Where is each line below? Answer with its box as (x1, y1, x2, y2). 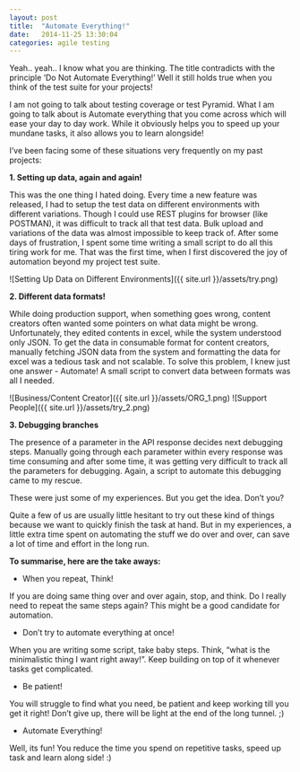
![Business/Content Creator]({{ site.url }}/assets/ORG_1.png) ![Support (9, 392, 267, 404)
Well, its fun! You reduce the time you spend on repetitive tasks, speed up (9, 742, 282, 754)
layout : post (9, 13, 58, 22)
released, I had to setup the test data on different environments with (9, 199, 260, 210)
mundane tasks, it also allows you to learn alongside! (9, 127, 204, 139)
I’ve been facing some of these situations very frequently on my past (9, 145, 263, 156)
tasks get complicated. (9, 663, 94, 674)
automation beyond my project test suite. (9, 257, 161, 268)
